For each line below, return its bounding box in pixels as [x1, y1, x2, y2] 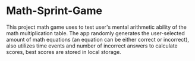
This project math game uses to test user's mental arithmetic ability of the [6, 23, 187, 30]
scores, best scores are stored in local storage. [6, 48, 122, 55]
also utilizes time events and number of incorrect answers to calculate [6, 42, 178, 49]
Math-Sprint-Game [6, 4, 103, 18]
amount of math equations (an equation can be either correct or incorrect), [6, 36, 189, 43]
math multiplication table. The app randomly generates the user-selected [6, 29, 185, 36]
